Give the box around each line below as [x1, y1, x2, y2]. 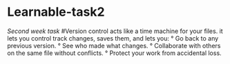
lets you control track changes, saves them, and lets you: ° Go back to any [7, 34, 219, 42]
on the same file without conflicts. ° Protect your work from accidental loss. [7, 49, 222, 57]
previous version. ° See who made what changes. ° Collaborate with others [7, 41, 221, 50]
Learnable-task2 [7, 4, 105, 20]
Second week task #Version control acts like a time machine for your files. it [7, 27, 223, 35]
